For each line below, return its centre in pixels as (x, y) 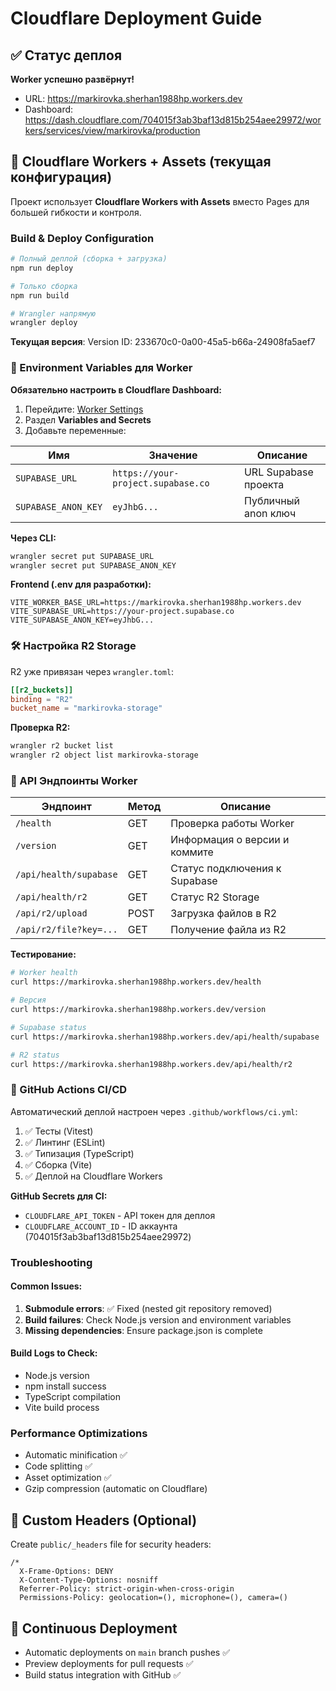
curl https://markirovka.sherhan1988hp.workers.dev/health (136, 982)
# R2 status (35, 1055)
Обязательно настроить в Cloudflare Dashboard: (116, 389)
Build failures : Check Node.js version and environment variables (158, 1319)
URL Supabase (278, 472)
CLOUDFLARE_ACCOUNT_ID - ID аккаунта (101, 1226)
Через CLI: (33, 538)
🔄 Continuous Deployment (94, 1628)
